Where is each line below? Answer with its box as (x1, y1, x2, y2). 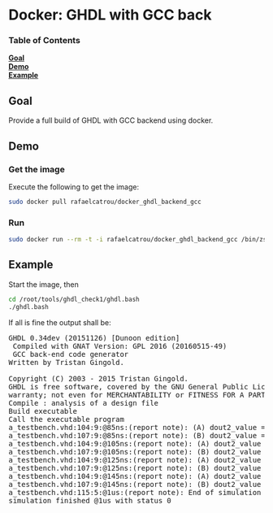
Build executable (8, 406, 77, 415)
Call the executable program (8, 415, 124, 424)
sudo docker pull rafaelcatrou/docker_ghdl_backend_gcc (8, 198, 201, 206)
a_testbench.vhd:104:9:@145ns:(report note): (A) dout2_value (8, 472, 262, 480)
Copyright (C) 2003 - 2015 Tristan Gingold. (8, 374, 189, 383)
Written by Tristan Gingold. (8, 358, 124, 367)
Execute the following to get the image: (8, 181, 140, 192)
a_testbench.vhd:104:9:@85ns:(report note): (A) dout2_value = (8, 423, 266, 432)
